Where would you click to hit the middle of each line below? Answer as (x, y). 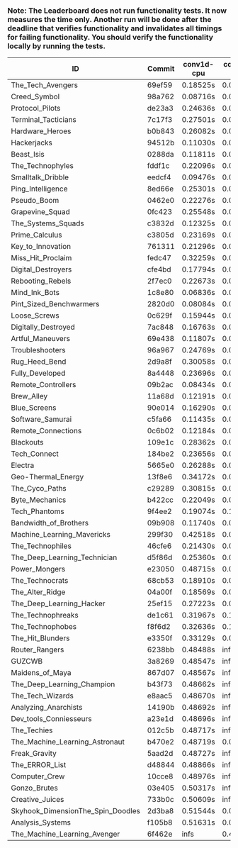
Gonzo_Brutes (34, 788)
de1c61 (160, 615)
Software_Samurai (41, 419)
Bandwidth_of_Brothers (50, 523)
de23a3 (160, 108)
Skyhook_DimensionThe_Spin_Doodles (75, 811)
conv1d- (199, 65)
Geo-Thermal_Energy (47, 477)
